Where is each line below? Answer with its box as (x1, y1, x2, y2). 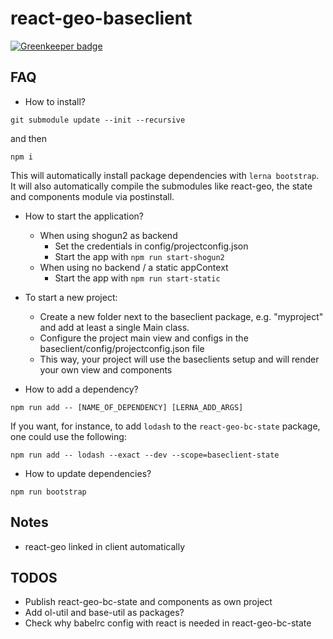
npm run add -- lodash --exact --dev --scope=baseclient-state (10, 450, 280, 460)
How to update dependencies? (24, 467, 152, 479)
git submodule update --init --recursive (10, 115, 186, 125)
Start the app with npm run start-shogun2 (54, 250, 225, 262)
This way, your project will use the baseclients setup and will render (39, 353, 320, 365)
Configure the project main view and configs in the (39, 332, 249, 344)
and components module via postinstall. (10, 190, 175, 202)
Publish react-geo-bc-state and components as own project (24, 596, 273, 608)
